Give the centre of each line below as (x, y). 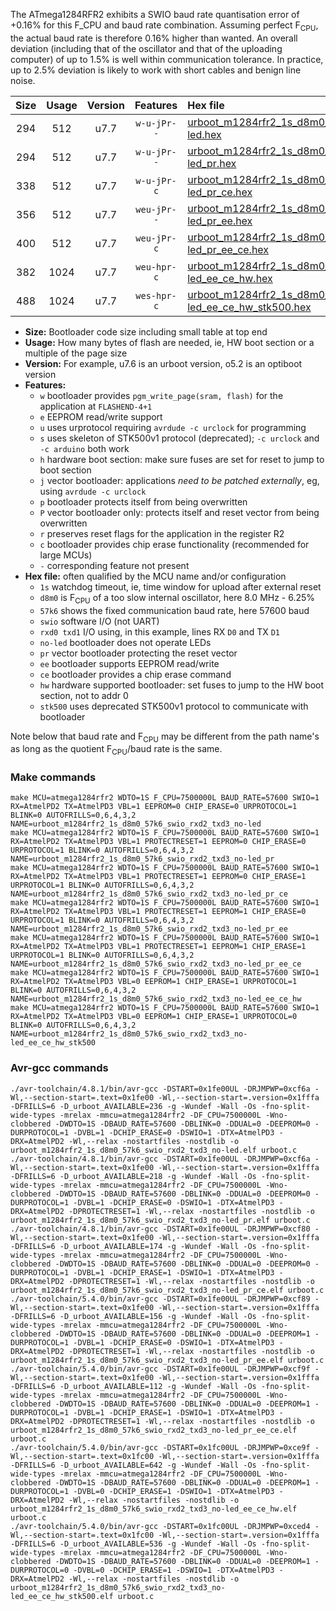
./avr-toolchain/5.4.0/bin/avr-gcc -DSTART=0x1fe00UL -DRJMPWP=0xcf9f (160, 1369)
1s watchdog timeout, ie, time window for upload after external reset (180, 586)
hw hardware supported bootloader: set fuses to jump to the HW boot (182, 685)
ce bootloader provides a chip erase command (135, 674)
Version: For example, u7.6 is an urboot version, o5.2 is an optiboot (163, 363)
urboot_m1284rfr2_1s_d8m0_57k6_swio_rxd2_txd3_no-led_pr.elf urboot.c (160, 1220)
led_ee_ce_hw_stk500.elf (62, 1596)
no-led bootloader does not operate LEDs (125, 642)
